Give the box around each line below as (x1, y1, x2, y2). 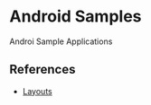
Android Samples (9, 6, 142, 27)
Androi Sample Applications (9, 36, 113, 47)
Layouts (22, 85, 52, 96)
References (9, 62, 76, 77)
